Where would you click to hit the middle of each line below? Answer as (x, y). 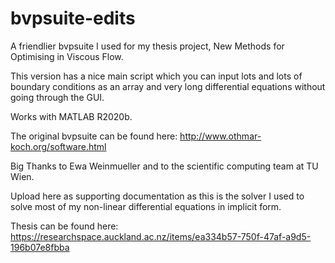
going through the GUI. (57, 97)
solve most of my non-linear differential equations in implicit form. (146, 206)
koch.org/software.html (58, 146)
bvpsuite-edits (73, 18)
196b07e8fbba (40, 247)
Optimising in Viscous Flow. (67, 56)
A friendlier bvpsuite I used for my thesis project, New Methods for (147, 46)
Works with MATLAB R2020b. (71, 116)
